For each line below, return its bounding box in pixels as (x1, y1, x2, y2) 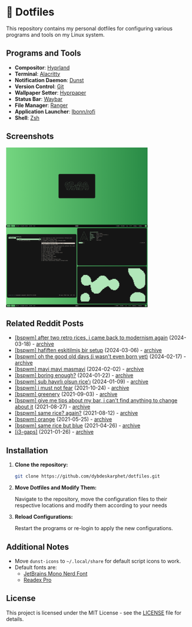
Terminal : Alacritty (14, 70, 61, 77)
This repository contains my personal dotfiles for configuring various (6, 25, 173, 32)
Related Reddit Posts (6, 319, 84, 329)
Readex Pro (23, 576, 52, 583)
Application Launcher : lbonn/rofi (14, 108, 95, 115)
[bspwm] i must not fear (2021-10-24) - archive (14, 384, 130, 392)
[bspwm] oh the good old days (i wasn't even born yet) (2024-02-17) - (14, 353, 187, 360)
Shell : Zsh (14, 114, 40, 121)
